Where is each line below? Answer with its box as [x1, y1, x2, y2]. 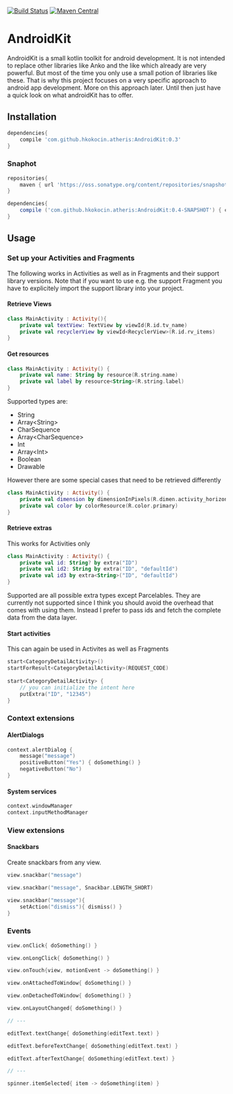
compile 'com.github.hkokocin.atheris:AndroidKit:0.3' [19, 136, 182, 143]
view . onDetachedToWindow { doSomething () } [7, 992, 132, 999]
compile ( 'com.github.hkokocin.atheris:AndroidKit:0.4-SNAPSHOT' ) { [19, 207, 222, 214]
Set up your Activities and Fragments [7, 253, 135, 263]
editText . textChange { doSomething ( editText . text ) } [7, 1030, 159, 1037]
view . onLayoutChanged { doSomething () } [7, 1005, 123, 1012]
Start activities [7, 629, 51, 637]
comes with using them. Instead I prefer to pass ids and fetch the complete [7, 606, 221, 615]
